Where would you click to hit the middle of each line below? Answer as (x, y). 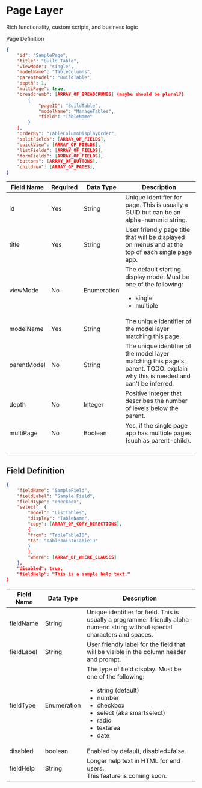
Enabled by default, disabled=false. (136, 751)
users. (96, 768)
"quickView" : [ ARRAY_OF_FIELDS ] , (59, 145)
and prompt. (104, 659)
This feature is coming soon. (127, 775)
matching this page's (155, 361)
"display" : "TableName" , (59, 518)
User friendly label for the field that (136, 644)
